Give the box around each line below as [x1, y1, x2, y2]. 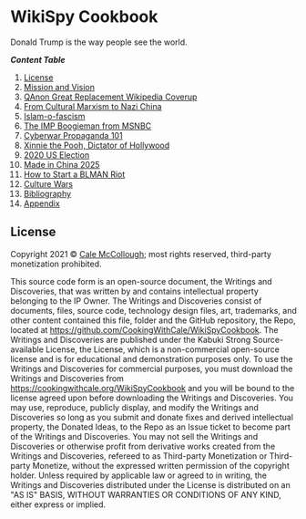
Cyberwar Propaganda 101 [23, 130, 123, 140]
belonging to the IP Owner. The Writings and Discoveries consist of [10, 295, 262, 306]
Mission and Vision [23, 81, 95, 92]
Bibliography [23, 188, 72, 199]
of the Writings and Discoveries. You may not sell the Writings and [10, 431, 259, 441]
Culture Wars [23, 178, 74, 189]
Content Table [10, 54, 66, 65]
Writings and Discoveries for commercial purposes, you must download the [10, 363, 293, 374]
